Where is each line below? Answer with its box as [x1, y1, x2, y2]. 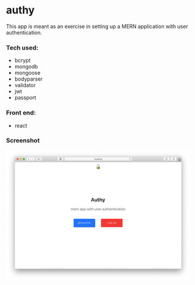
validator [14, 82, 36, 89]
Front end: [6, 109, 36, 117]
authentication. [6, 29, 43, 36]
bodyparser [14, 75, 43, 82]
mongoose [14, 69, 41, 77]
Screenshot [6, 137, 40, 145]
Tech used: [6, 43, 39, 51]
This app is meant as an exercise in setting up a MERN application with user [6, 23, 189, 30]
